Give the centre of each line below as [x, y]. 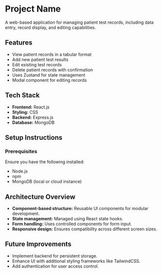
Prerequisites [21, 151]
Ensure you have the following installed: [45, 162]
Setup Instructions [34, 137]
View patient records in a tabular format [52, 54]
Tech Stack [22, 95]
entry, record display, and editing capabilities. [50, 27]
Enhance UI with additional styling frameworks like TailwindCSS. [76, 261]
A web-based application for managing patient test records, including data [79, 22]
